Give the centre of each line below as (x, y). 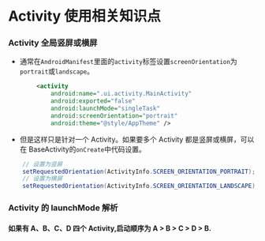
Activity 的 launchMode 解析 (63, 208)
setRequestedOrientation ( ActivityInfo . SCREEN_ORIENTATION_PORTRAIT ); (139, 171)
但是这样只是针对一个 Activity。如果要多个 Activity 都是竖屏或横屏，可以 (137, 139)
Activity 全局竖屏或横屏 (53, 43)
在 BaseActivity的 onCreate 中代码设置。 (82, 149)
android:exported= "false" (93, 101)
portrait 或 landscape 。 (57, 71)
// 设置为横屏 (43, 179)
